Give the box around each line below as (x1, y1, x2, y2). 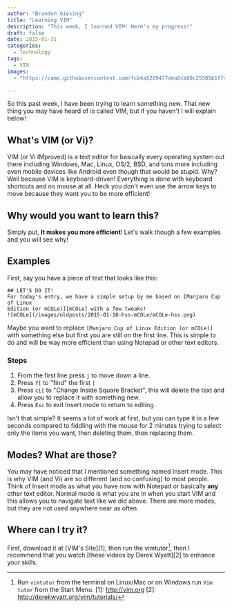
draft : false (7, 29, 45, 37)
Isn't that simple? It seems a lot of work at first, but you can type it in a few (7, 414, 220, 422)
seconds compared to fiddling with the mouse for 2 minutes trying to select (7, 422, 222, 430)
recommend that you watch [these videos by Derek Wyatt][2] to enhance (7, 551, 215, 560)
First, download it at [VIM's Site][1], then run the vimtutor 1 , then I (7, 542, 190, 552)
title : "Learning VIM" (7, 17, 72, 24)
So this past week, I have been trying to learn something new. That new (7, 100, 211, 108)
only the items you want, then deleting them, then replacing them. (7, 429, 195, 437)
